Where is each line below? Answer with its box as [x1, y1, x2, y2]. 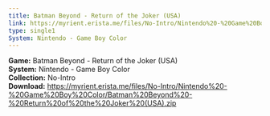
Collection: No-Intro [8, 73, 76, 82]
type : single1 [8, 26, 56, 34]
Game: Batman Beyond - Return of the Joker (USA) [8, 56, 178, 66]
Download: [8, 82, 46, 91]
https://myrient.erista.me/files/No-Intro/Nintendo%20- [47, 82, 227, 91]
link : [8, 19, 27, 27]
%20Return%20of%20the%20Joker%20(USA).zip [8, 98, 177, 108]
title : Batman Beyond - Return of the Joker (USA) [8, 11, 182, 20]
